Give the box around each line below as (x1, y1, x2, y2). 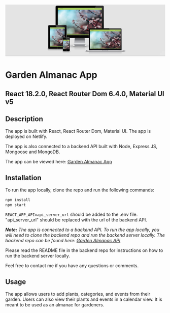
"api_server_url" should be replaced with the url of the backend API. (5, 217, 147, 223)
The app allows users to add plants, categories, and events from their (5, 291, 151, 297)
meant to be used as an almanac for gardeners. (5, 301, 105, 307)
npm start (5, 203, 26, 208)
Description (5, 115, 43, 123)
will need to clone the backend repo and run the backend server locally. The (5, 232, 165, 238)
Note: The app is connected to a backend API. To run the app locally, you (5, 226, 160, 233)
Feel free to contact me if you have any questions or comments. (5, 263, 139, 269)
